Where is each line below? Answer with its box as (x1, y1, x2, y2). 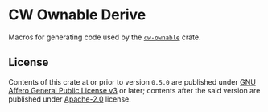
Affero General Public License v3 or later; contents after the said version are (8, 85, 261, 95)
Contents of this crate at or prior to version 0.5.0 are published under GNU (8, 77, 256, 86)
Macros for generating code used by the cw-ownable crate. (8, 32, 201, 42)
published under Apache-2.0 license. (8, 94, 131, 104)
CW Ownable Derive (8, 6, 146, 24)
